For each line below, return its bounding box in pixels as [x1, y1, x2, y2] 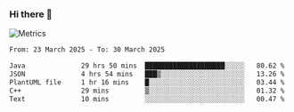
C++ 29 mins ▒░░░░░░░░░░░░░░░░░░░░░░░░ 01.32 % [9, 86, 285, 95]
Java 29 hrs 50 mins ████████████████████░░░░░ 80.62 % [9, 61, 285, 70]
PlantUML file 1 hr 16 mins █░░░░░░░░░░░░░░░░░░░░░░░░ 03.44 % [9, 77, 285, 87]
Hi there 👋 [9, 8, 53, 20]
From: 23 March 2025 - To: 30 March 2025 [9, 45, 166, 54]
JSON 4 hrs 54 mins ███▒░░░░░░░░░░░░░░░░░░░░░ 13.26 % [9, 70, 285, 79]
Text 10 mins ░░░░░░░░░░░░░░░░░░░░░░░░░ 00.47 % [9, 94, 285, 103]
